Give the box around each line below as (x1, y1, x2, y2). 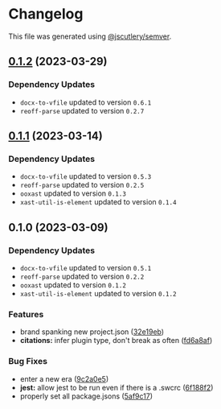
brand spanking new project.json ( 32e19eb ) (19, 327, 165, 337)
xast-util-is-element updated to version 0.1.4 (19, 197, 177, 207)
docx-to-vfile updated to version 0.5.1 (19, 263, 152, 272)
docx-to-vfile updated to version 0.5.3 (19, 171, 152, 181)
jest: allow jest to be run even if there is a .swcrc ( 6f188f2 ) (19, 382, 214, 392)
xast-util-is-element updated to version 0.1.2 (19, 289, 177, 298)
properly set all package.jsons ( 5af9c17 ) (19, 391, 153, 401)
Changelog (8, 5, 84, 23)
